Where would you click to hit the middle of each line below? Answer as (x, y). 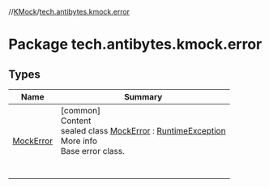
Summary (143, 97)
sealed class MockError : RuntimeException (143, 131)
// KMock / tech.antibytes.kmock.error (69, 12)
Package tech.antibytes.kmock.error (135, 45)
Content (76, 121)
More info (79, 141)
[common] (81, 110)
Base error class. (93, 151)
